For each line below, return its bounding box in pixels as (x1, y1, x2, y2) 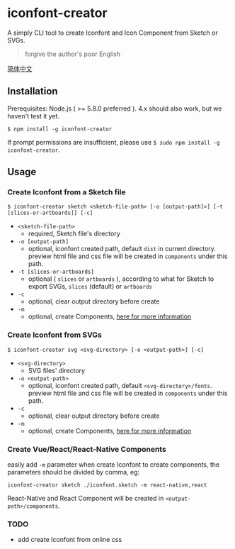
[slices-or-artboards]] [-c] (7, 209, 93, 217)
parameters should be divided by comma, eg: (7, 468, 140, 477)
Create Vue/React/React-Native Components (7, 444, 166, 454)
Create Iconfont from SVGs (7, 330, 103, 340)
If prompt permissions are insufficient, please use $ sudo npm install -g (7, 138, 220, 146)
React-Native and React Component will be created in (7, 494, 164, 503)
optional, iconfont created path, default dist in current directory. (28, 245, 216, 253)
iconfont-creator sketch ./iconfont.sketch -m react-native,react (7, 482, 207, 489)
